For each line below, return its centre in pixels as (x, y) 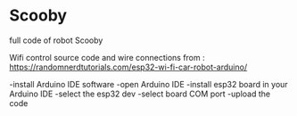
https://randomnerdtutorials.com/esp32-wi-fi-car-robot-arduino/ (128, 67)
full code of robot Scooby (56, 40)
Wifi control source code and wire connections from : (107, 57)
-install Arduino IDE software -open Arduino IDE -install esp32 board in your (148, 84)
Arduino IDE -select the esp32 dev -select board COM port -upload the (140, 94)
